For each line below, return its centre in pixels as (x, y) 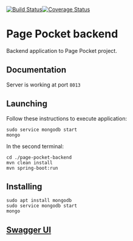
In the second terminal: (35, 146)
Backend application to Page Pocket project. (62, 51)
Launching (27, 104)
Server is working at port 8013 (43, 85)
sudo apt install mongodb (39, 201)
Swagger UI (29, 230)
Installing (24, 187)
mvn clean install (29, 162)
